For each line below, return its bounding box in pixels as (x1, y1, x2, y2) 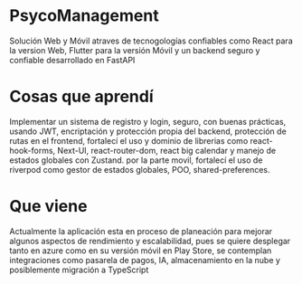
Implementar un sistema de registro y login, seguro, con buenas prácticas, (9, 116, 287, 127)
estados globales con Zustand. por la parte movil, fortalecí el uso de (9, 155, 263, 166)
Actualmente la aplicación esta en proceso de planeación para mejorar (9, 225, 273, 236)
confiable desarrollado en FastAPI (9, 54, 136, 65)
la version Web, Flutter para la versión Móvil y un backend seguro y (9, 44, 260, 55)
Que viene (9, 196, 88, 217)
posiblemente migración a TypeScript (9, 264, 149, 275)
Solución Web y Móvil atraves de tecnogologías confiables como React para (9, 35, 293, 46)
